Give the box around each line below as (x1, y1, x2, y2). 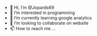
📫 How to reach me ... (9, 26, 56, 31)
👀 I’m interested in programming (9, 10, 75, 16)
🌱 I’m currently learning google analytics (9, 15, 92, 20)
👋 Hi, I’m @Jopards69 (9, 5, 54, 10)
